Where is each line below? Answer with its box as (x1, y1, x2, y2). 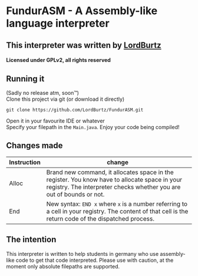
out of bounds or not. (46, 190, 105, 198)
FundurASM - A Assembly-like (6, 4, 158, 18)
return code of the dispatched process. (46, 214, 155, 222)
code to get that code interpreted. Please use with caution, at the (15, 257, 174, 264)
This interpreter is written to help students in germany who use (6, 250, 159, 257)
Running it (6, 74, 45, 84)
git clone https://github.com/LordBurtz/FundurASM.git (6, 107, 144, 113)
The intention (6, 235, 57, 245)
